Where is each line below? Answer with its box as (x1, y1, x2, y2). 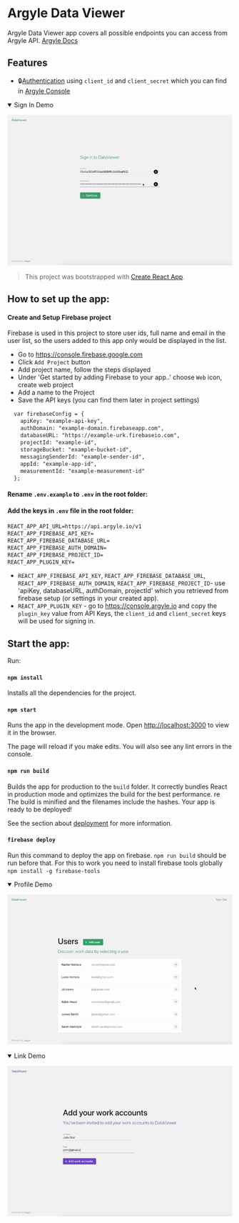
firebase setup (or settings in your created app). (17, 594, 159, 603)
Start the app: (7, 637, 70, 649)
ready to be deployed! (7, 805, 73, 814)
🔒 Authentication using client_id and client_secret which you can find (17, 76, 227, 85)
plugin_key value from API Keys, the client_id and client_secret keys (17, 609, 226, 618)
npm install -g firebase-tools (7, 867, 101, 874)
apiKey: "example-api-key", (20, 418, 103, 425)
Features (7, 57, 48, 69)
